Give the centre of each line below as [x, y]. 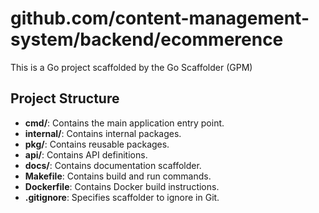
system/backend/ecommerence [147, 39]
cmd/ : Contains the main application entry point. [124, 123]
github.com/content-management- [160, 18]
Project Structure [65, 98]
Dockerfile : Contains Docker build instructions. [122, 186]
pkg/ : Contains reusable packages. [97, 144]
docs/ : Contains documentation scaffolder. [113, 165]
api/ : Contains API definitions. [86, 154]
